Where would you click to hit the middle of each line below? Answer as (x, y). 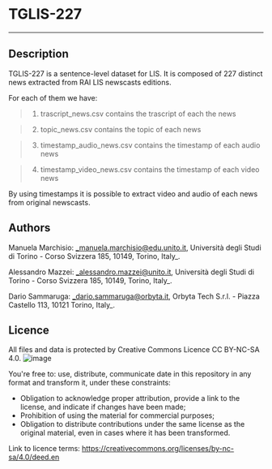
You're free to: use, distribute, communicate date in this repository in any (130, 374)
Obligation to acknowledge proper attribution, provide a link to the (130, 398)
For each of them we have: (53, 97)
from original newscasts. (49, 202)
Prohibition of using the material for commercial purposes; (117, 415)
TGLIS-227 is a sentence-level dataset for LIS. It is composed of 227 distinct (136, 73)
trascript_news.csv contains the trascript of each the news (138, 114)
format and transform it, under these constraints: (90, 383)
